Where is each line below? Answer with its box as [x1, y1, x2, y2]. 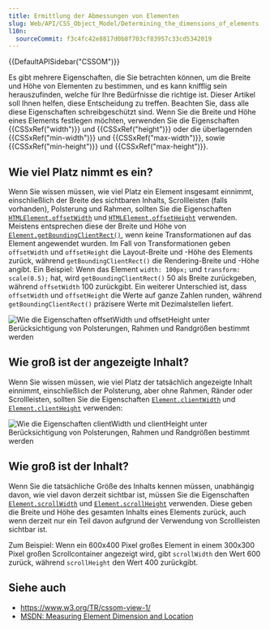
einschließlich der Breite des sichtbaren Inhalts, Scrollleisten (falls [8, 196, 228, 206]
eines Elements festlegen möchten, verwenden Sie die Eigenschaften [8, 115, 240, 126]
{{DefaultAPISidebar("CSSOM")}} [8, 57, 120, 67]
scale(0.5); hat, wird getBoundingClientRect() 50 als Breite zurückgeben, [8, 273, 257, 283]
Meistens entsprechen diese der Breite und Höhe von [8, 221, 186, 232]
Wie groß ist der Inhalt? [8, 460, 129, 474]
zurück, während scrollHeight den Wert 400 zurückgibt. [8, 557, 199, 567]
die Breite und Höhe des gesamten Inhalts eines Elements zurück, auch [8, 507, 246, 517]
